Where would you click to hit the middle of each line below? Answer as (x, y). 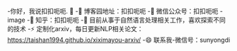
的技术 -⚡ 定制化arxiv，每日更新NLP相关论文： (75, 29)
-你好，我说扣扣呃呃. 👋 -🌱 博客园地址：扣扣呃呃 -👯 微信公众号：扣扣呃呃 (113, 11)
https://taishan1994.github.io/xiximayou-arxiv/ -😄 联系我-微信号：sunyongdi (119, 40)
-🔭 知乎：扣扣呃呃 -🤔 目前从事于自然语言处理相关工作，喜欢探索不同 (127, 20)
